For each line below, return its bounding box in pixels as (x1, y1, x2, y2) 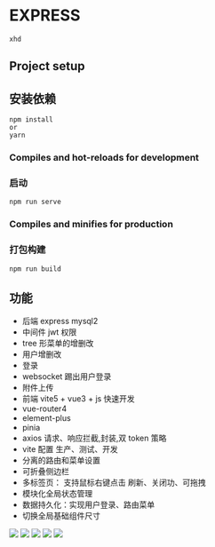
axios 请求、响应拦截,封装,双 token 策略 (21, 432, 167, 444)
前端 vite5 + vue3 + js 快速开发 (21, 393, 135, 404)
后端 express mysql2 (21, 316, 99, 327)
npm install (9, 115, 53, 124)
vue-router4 (21, 403, 68, 414)
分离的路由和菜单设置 (21, 455, 100, 466)
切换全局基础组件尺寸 (21, 511, 100, 521)
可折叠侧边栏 (21, 466, 69, 477)
